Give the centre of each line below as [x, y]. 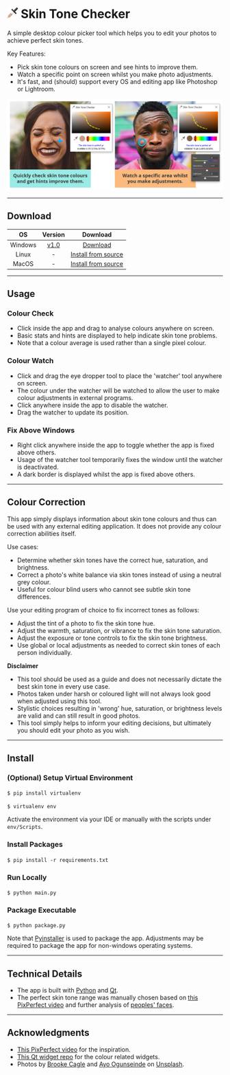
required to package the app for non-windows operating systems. [100, 946]
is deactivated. [38, 467]
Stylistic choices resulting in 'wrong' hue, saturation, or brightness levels [119, 708]
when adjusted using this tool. [59, 701]
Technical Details [45, 974]
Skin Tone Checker [75, 14]
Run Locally [27, 877]
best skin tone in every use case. [64, 686]
